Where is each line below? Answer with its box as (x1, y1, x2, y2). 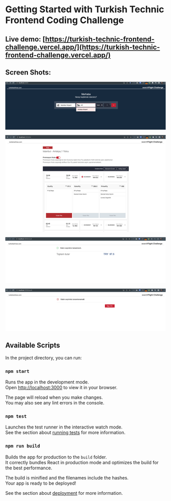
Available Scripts (5, 341, 60, 350)
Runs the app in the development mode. (5, 379, 89, 385)
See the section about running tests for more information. (5, 430, 126, 436)
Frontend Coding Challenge (5, 14, 124, 26)
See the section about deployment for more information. (5, 490, 123, 496)
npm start (5, 368, 30, 374)
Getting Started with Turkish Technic (5, 4, 164, 15)
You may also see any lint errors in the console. (5, 400, 104, 406)
